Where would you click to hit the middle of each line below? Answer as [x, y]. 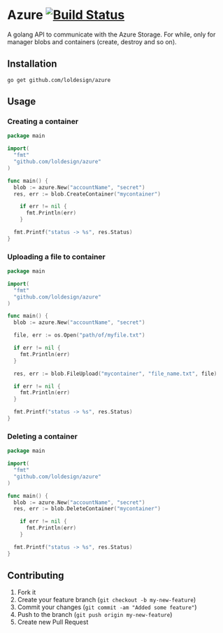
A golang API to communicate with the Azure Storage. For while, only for [111, 34]
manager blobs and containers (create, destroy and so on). [92, 41]
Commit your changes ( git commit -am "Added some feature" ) [107, 607]
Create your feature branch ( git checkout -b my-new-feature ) [107, 600]
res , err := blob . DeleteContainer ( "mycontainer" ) [87, 509]
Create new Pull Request [53, 622]
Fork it [27, 592]
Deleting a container [43, 436]
